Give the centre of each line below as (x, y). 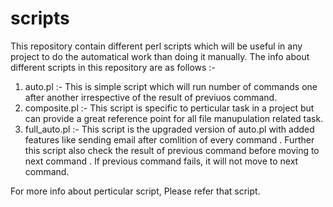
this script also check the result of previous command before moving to (172, 150)
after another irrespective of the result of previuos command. (151, 97)
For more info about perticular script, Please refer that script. (135, 191)
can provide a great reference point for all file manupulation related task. (174, 118)
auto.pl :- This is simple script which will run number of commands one (171, 86)
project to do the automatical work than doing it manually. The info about (160, 56)
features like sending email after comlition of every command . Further (169, 139)
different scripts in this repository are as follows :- (113, 67)
